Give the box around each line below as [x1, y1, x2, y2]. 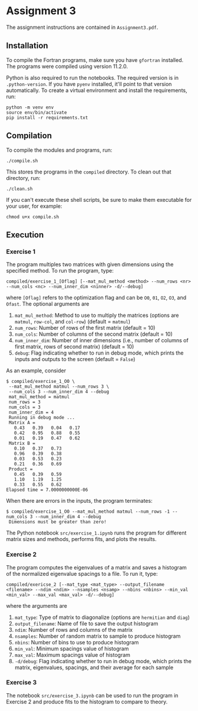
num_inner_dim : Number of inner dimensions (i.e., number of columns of [14, 337, 189, 344]
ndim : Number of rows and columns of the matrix [14, 626, 133, 633]
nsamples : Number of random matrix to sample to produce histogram [14, 633, 181, 640]
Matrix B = [8, 441, 35, 447]
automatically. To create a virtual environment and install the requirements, [6, 87, 187, 94]
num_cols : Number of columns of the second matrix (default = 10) [14, 330, 173, 338]
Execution [6, 230, 44, 240]
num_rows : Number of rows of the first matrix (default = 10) [14, 325, 156, 332]
